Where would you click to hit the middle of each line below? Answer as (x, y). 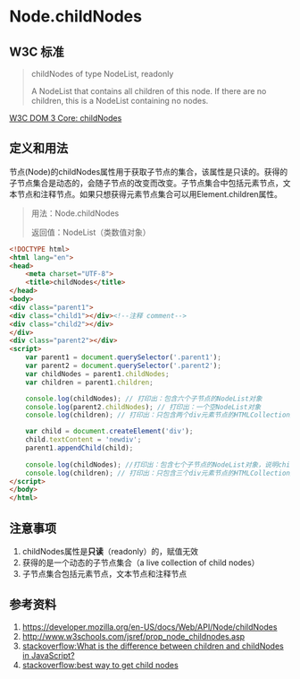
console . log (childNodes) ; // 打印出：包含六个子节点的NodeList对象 (144, 399)
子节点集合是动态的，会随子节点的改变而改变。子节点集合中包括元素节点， (146, 183)
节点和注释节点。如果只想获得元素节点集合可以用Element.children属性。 (150, 193)
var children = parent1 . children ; (89, 382)
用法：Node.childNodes (75, 213)
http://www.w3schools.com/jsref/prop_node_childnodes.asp (133, 636)
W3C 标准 (37, 52)
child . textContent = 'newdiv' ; (83, 440)
